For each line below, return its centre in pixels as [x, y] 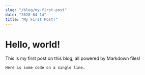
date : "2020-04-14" [26, 15]
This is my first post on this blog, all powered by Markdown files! [73, 58]
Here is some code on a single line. [45, 68]
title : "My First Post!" [32, 19]
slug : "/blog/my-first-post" [36, 10]
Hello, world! [33, 44]
